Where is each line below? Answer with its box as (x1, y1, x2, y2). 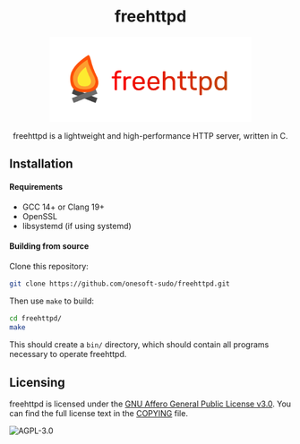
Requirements (9, 181, 64, 192)
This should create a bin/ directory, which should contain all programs (9, 339, 270, 350)
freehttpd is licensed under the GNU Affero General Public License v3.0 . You (9, 398, 292, 409)
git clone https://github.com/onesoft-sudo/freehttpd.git (9, 279, 230, 288)
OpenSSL (21, 210, 58, 221)
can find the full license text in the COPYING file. (9, 408, 188, 419)
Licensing (9, 374, 65, 390)
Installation (9, 157, 73, 172)
